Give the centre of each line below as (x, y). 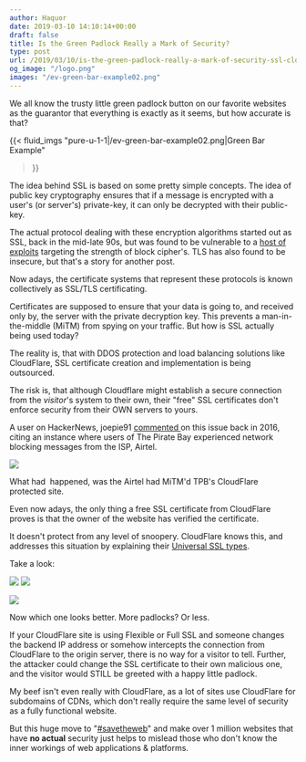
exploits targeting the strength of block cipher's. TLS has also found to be (148, 251)
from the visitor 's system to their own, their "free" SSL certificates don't (144, 400)
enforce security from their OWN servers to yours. (104, 409)
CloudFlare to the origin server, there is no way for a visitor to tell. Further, (148, 654)
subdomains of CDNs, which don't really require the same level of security (149, 701)
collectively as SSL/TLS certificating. (78, 288)
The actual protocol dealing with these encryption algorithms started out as (151, 232)
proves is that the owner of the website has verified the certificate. (134, 518)
